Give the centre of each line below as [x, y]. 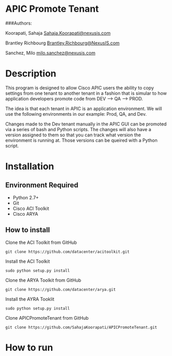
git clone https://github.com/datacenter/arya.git [61, 289]
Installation [30, 166]
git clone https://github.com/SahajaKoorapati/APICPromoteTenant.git [81, 327]
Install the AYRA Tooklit [30, 299]
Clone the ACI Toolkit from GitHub [41, 242]
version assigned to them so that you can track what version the [73, 135]
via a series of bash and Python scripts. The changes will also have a [78, 129]
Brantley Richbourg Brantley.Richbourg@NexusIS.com [62, 43]
